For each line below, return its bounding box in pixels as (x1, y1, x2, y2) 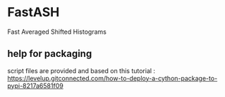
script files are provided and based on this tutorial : (7, 66, 156, 75)
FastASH (7, 4, 60, 20)
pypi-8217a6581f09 (7, 82, 63, 90)
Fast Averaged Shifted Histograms (7, 27, 107, 36)
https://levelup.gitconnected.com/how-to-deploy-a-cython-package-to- (7, 74, 218, 82)
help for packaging (7, 48, 92, 60)
